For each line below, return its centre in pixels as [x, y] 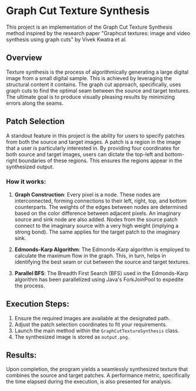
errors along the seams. [35, 103]
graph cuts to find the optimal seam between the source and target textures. [98, 90]
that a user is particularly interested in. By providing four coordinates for [93, 148]
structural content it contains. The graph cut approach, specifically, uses [94, 84]
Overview [24, 58]
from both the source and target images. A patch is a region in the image [94, 142]
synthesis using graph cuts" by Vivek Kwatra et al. [66, 39]
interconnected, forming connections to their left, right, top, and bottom [101, 201]
